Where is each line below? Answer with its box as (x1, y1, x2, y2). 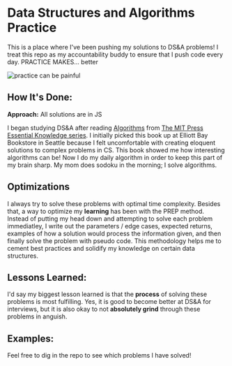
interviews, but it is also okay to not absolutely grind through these (7, 305, 201, 314)
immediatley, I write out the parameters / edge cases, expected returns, (7, 221, 212, 230)
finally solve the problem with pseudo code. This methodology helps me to (7, 236, 222, 245)
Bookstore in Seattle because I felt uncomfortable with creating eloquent (7, 138, 216, 147)
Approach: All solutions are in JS (7, 110, 102, 118)
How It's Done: (7, 91, 73, 103)
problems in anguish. (7, 312, 68, 321)
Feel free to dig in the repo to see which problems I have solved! (7, 351, 192, 360)
